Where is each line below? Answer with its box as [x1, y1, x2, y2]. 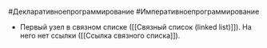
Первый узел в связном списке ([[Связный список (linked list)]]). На [19, 22, 252, 31]
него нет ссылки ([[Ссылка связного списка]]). [19, 31, 181, 40]
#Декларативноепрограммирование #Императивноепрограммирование [8, 7, 260, 16]
